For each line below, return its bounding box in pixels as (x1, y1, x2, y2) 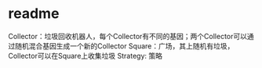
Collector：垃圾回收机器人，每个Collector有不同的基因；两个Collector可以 (8, 31, 248, 41)
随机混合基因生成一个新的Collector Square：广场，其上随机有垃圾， (14, 41, 235, 51)
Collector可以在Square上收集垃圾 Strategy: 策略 (8, 51, 163, 60)
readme (8, 5, 60, 23)
